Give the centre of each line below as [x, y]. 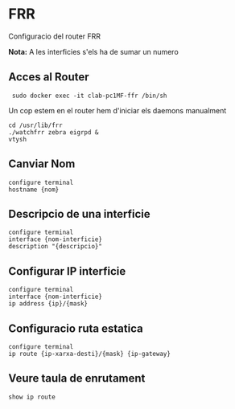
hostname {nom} [34, 190]
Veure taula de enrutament [77, 378]
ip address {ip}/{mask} [48, 304]
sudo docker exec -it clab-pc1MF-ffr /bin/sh [89, 96]
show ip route [32, 397]
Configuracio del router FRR [55, 36]
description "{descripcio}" [56, 247]
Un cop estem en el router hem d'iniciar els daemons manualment [117, 110]
